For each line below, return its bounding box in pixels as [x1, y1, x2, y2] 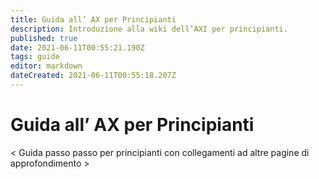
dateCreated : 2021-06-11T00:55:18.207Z [10, 71, 177, 81]
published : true [10, 33, 78, 43]
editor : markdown [10, 61, 83, 71]
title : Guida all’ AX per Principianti [10, 14, 177, 25]
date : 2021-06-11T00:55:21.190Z [10, 42, 145, 53]
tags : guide [10, 52, 60, 62]
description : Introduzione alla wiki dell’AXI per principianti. [10, 24, 288, 34]
